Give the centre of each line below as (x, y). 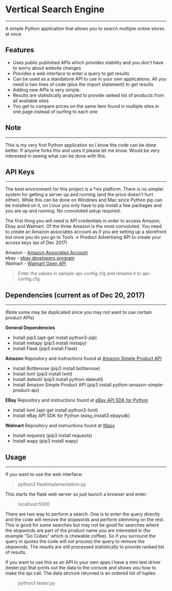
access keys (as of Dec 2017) (36, 243)
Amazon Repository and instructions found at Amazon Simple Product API (84, 358)
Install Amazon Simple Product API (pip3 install (62, 385)
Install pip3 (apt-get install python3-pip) (55, 338)
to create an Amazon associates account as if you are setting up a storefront (86, 232)
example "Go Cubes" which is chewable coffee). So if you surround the (81, 536)
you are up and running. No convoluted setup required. (63, 211)
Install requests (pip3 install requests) (52, 435)
